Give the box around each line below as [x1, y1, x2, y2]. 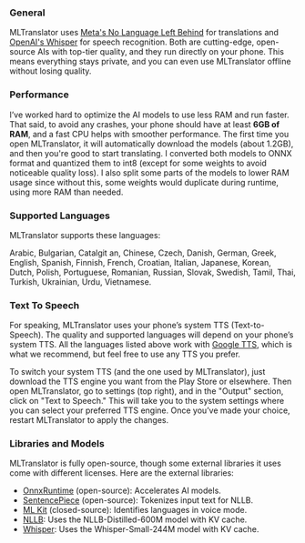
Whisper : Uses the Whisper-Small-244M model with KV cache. [22, 524, 259, 535]
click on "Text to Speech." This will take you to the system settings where [9, 396, 285, 407]
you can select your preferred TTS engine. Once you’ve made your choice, [9, 405, 290, 416]
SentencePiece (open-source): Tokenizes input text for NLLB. [22, 495, 254, 506]
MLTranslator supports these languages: [9, 229, 161, 240]
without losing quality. [9, 65, 92, 76]
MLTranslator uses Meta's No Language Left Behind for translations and [9, 27, 280, 38]
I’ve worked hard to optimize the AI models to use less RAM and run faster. [9, 109, 290, 120]
